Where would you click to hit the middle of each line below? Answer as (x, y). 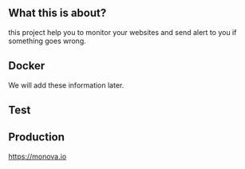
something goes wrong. (47, 41)
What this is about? (57, 13)
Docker (27, 66)
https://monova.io (38, 156)
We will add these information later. (66, 85)
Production (37, 138)
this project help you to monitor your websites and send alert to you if (122, 32)
